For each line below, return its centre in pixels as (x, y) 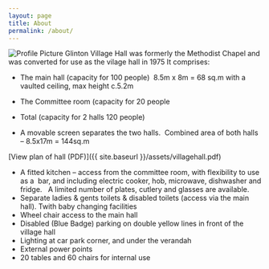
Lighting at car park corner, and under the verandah (106, 241)
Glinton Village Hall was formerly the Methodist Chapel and (163, 54)
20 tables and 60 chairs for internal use (85, 258)
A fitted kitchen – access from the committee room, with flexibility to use (140, 173)
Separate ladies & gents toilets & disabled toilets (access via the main (134, 198)
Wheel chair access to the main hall (79, 215)
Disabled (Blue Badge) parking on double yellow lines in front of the (132, 224)
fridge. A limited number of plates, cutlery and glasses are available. (134, 190)
